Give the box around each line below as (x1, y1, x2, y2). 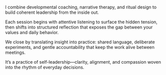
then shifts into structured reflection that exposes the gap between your (5, 24, 153, 30)
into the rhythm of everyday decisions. (5, 64, 85, 70)
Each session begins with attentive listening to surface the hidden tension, (5, 19, 158, 25)
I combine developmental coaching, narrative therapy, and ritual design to (5, 4, 157, 10)
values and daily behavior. (5, 30, 59, 35)
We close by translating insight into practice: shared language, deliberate (5, 39, 156, 45)
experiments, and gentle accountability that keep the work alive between (5, 44, 155, 50)
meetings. (5, 49, 26, 55)
